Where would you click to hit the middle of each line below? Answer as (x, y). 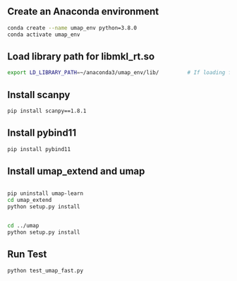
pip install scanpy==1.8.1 (47, 111)
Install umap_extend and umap (76, 171)
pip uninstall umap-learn (45, 193)
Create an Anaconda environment (83, 12)
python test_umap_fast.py (45, 270)
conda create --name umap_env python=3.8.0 (72, 28)
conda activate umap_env (44, 35)
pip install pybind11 (39, 149)
